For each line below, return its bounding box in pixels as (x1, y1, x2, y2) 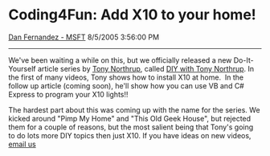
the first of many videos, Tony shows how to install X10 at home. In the (8, 72, 244, 82)
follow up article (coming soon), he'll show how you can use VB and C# (8, 80, 245, 90)
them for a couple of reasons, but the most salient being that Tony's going (8, 122, 254, 132)
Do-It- (233, 55, 255, 65)
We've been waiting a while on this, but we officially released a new (8, 55, 232, 65)
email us (8, 139, 36, 149)
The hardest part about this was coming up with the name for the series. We (8, 105, 260, 114)
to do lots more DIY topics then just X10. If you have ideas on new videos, (8, 130, 252, 140)
